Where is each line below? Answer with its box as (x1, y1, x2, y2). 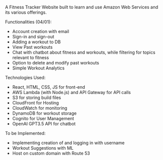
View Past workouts (12, 44, 53, 50)
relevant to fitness (12, 55, 49, 61)
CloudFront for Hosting (12, 100, 59, 105)
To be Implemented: (5, 130, 46, 136)
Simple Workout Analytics (12, 65, 65, 71)
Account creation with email (12, 29, 69, 34)
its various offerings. (5, 9, 47, 15)
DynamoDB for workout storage (12, 110, 77, 116)
